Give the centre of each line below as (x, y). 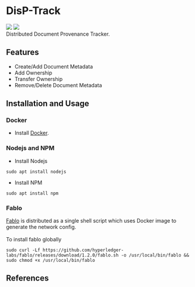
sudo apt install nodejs (36, 172)
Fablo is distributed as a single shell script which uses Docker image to (91, 221)
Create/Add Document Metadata (54, 66)
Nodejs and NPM (30, 148)
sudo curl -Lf (23, 250)
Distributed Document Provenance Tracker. (58, 34)
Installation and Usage (48, 104)
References (27, 279)
